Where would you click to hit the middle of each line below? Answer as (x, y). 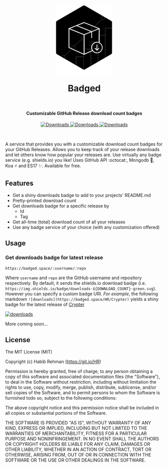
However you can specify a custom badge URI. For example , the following (82, 294)
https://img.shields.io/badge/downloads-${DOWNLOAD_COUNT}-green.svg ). (81, 289)
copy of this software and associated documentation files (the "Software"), (83, 377)
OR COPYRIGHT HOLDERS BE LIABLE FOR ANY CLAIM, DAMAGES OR (78, 444)
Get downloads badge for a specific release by (61, 206)
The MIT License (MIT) (29, 352)
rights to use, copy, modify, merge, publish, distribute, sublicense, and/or (81, 387)
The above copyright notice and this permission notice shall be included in (82, 407)
